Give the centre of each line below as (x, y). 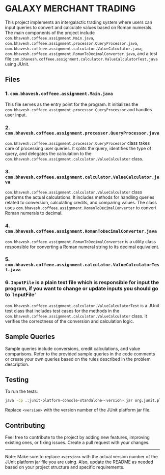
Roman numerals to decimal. (34, 213)
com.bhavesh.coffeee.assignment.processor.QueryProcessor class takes (78, 143)
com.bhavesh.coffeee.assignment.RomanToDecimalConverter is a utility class (81, 241)
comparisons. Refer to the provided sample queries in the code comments (80, 354)
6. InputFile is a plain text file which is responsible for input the (82, 283)
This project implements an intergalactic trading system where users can (79, 22)
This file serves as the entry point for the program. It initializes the (72, 104)
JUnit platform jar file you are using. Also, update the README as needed (79, 462)
